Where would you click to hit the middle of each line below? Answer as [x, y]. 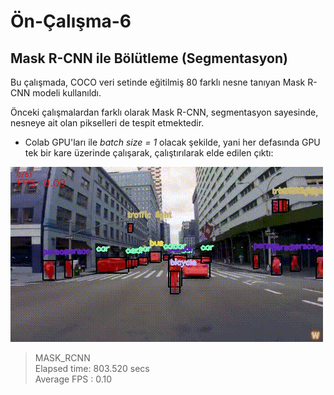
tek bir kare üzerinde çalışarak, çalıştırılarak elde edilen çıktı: [149, 153]
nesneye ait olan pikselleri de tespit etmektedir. [107, 123]
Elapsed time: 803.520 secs [92, 368]
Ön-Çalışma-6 [71, 21]
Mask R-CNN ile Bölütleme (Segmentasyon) [149, 58]
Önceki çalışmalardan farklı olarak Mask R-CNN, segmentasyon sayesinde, [164, 112]
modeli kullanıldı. [67, 93]
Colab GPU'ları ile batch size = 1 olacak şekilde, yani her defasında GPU [172, 142]
